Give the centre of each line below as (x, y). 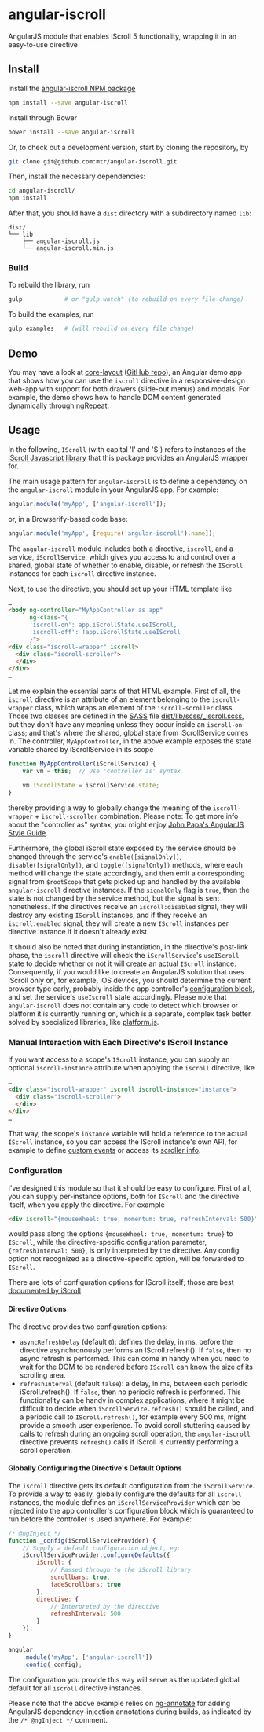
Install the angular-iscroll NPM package (72, 88)
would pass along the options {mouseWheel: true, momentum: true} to (121, 1234)
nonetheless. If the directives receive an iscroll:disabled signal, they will (128, 906)
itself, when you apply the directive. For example (86, 1205)
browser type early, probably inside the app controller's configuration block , (132, 989)
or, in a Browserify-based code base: (68, 519)
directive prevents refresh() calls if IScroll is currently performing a (129, 1442)
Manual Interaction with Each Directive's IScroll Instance (118, 1042)
